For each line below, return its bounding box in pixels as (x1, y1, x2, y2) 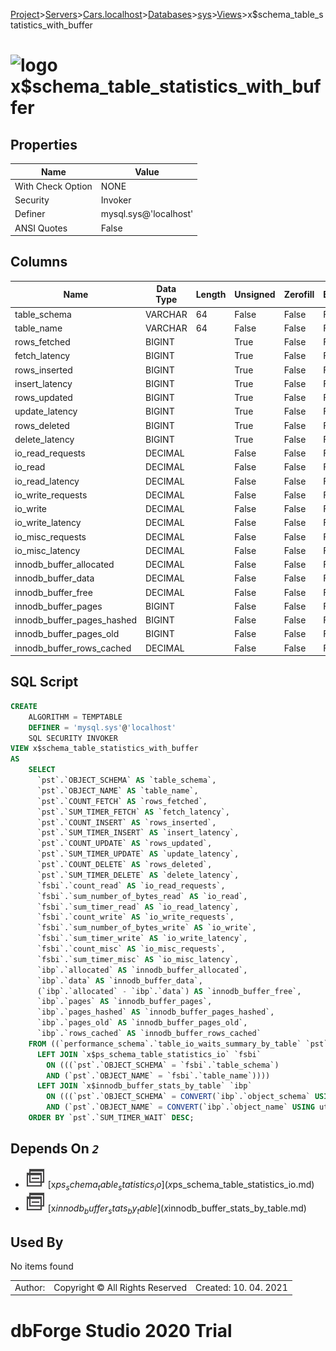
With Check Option (14, 180, 93, 192)
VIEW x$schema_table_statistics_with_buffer (10, 744, 199, 754)
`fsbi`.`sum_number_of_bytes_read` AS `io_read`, (36, 891, 248, 901)
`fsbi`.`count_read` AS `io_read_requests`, (36, 880, 226, 891)
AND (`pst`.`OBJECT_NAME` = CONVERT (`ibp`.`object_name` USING (46, 1102, 315, 1113)
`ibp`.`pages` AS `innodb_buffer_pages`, (36, 997, 213, 1007)
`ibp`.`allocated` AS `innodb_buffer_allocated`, (36, 965, 248, 975)
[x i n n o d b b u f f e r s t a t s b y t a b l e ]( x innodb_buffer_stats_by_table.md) (47, 1202, 307, 1217)
